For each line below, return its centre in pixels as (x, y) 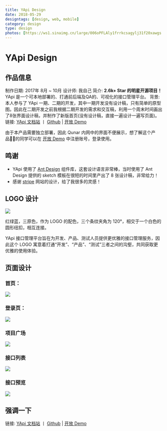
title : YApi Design (25, 10)
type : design (19, 29)
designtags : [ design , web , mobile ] (42, 19)
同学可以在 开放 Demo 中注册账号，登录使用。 (67, 139)
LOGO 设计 (22, 199)
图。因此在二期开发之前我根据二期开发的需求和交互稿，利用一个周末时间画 (82, 109)
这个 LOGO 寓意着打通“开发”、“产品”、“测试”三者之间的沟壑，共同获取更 (84, 244)
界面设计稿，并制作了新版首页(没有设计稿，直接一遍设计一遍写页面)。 (88, 115)
